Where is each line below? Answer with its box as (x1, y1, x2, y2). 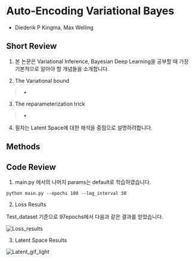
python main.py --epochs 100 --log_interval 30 (6, 190, 127, 196)
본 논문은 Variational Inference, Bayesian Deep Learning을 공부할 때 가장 (14, 58, 189, 65)
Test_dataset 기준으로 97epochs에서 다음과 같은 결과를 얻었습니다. (6, 213, 164, 220)
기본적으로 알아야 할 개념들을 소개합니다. (14, 65, 109, 72)
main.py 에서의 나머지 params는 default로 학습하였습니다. (14, 178, 151, 185)
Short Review (6, 41, 57, 51)
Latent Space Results (14, 237, 67, 244)
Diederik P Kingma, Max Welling (14, 24, 94, 31)
